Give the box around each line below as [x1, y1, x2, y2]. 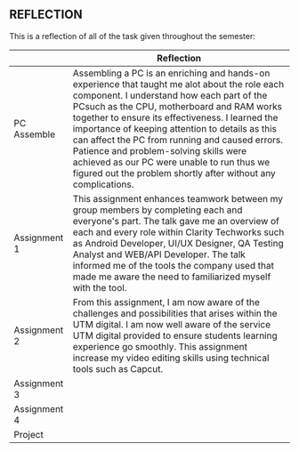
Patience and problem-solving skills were [72, 144, 247, 157]
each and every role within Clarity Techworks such [72, 226, 285, 238]
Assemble [13, 128, 56, 141]
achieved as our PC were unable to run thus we [72, 156, 271, 168]
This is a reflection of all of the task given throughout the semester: [9, 30, 255, 41]
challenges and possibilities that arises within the [72, 307, 278, 319]
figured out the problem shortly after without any [72, 166, 276, 179]
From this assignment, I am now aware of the [72, 295, 261, 308]
